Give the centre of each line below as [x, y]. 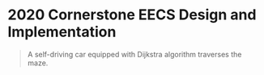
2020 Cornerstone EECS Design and [132, 15]
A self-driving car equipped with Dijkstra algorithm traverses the [134, 54]
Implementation [62, 32]
